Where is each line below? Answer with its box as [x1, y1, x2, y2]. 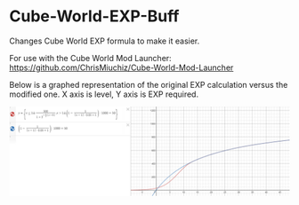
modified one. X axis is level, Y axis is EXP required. [9, 89, 198, 99]
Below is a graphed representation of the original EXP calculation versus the [9, 79, 288, 90]
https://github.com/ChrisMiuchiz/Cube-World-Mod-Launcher [9, 62, 234, 73]
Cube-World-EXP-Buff [9, 6, 180, 27]
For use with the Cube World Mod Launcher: [9, 52, 172, 63]
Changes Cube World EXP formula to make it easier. [9, 35, 200, 46]
